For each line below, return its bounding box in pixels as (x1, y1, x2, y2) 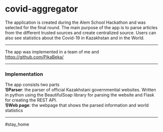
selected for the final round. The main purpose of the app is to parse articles (5, 24, 158, 30)
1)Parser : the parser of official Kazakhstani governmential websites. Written (5, 87, 156, 93)
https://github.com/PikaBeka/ (5, 54, 64, 60)
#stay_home (5, 121, 30, 127)
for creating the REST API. (5, 97, 57, 103)
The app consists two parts (5, 82, 60, 88)
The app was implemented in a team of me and (5, 49, 99, 54)
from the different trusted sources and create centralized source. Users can (5, 30, 157, 35)
